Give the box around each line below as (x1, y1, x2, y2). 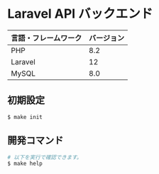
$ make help (7, 160, 43, 168)
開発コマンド (7, 134, 64, 146)
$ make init (7, 113, 43, 120)
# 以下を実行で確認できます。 (7, 153, 82, 161)
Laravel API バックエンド (7, 6, 153, 22)
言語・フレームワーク (11, 33, 82, 42)
